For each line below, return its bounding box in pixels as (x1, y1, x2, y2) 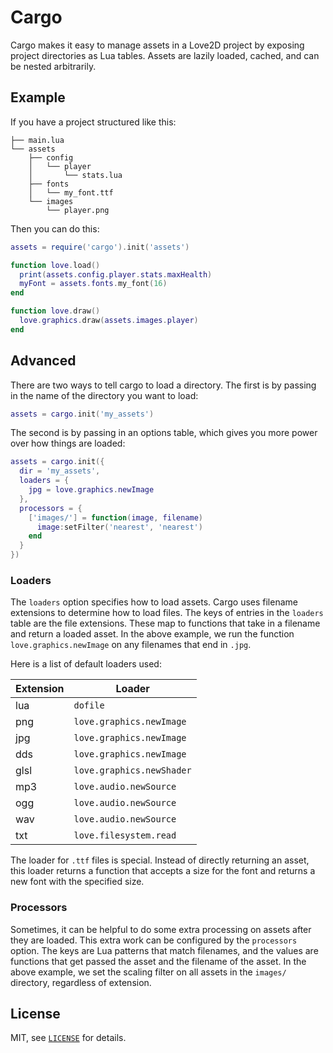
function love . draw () (10, 306, 101, 316)
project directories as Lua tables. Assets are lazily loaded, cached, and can (10, 49, 320, 61)
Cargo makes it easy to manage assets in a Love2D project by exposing (10, 39, 305, 51)
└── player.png (46, 205, 110, 215)
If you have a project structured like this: (10, 116, 177, 128)
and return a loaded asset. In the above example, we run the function (10, 628, 295, 640)
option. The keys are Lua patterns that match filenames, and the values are (10, 944, 319, 956)
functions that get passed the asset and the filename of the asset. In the (10, 955, 307, 967)
